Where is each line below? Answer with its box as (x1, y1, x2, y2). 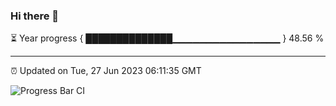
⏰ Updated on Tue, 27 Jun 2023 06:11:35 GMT (10, 65, 202, 77)
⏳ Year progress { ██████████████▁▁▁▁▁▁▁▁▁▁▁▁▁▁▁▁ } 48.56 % (10, 32, 325, 44)
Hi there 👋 (10, 9, 60, 23)
